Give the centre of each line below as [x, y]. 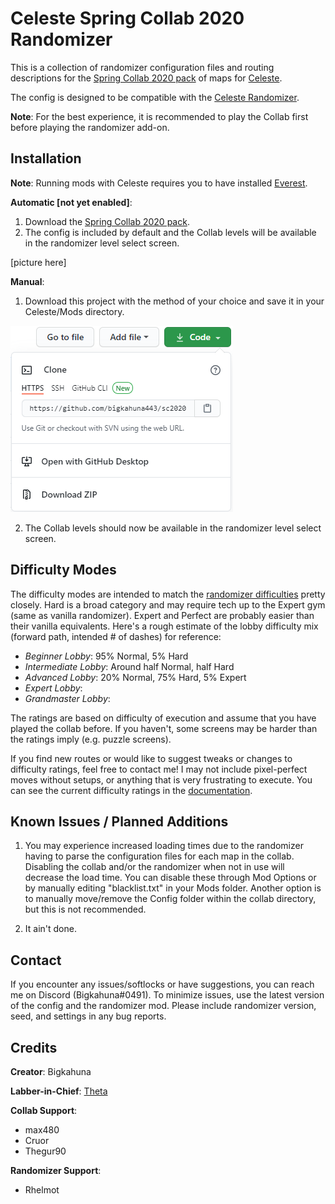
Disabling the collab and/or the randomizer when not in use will [154, 867]
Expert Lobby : [53, 688]
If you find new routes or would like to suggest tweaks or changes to [151, 758]
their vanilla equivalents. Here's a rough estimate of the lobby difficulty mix [164, 626]
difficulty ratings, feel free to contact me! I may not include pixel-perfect [159, 769]
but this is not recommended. [85, 909]
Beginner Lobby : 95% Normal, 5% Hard [106, 656]
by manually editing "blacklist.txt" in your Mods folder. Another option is [173, 888]
